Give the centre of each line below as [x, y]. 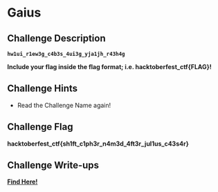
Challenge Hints [43, 89]
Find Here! [22, 182]
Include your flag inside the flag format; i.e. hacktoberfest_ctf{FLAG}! [110, 67]
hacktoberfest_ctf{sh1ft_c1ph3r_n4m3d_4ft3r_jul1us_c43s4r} [98, 144]
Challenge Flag [40, 127]
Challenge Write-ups [53, 165]
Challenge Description [56, 38]
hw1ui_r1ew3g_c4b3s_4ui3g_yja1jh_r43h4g [66, 54]
